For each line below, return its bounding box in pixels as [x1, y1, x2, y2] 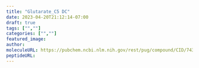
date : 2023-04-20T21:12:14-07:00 [6, 14, 89, 20]
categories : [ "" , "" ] [6, 31, 57, 37]
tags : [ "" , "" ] [6, 25, 41, 31]
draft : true [6, 20, 36, 25]
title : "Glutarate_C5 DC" [6, 8, 70, 15]
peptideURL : [6, 53, 36, 59]
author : [6, 42, 25, 48]
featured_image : [6, 36, 46, 42]
